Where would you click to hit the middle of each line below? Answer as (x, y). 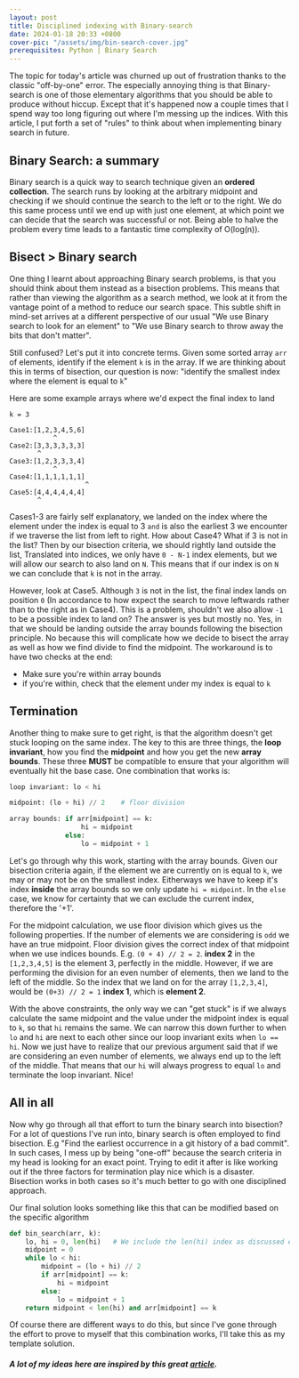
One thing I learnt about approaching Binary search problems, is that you (142, 278)
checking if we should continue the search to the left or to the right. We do (145, 200)
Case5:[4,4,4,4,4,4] (48, 492)
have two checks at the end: (61, 657)
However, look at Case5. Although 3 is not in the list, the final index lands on (148, 590)
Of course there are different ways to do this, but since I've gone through (143, 1325)
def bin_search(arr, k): (55, 1233)
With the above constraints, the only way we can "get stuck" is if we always (148, 1008)
